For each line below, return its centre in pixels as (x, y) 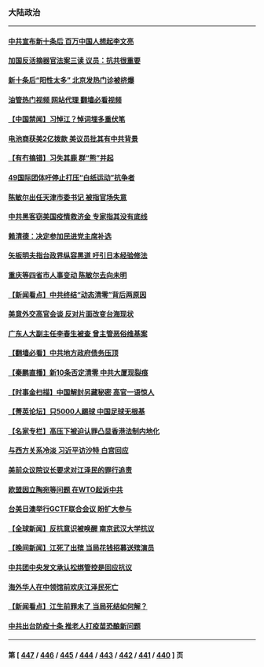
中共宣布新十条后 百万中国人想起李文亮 (71, 41)
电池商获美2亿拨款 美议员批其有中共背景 (73, 139)
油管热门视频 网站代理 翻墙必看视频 (65, 99)
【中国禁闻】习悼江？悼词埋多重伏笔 (67, 119)
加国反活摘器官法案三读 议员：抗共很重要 (75, 61)
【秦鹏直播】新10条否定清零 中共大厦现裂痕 (78, 372)
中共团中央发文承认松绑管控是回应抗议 (70, 567)
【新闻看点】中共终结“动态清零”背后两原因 (77, 295)
